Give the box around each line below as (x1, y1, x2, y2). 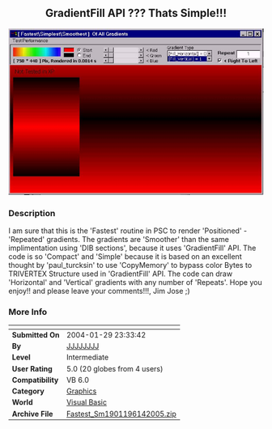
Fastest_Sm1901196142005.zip (66, 409, 176, 418)
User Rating (11, 363, 53, 373)
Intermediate (66, 352, 109, 363)
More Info (8, 306, 48, 317)
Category (11, 386, 45, 396)
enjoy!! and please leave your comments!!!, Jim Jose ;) (8, 286, 190, 295)
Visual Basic (66, 397, 108, 407)
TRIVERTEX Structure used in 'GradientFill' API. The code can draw (8, 269, 233, 278)
